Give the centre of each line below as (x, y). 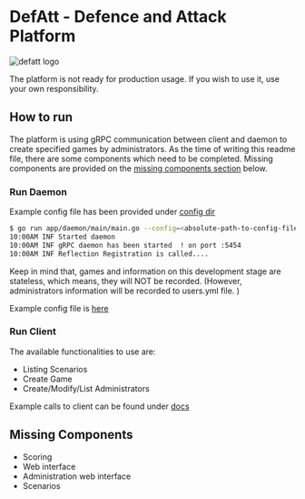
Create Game (47, 379)
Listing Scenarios (55, 369)
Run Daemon (39, 191)
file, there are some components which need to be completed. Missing (142, 158)
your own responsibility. (54, 88)
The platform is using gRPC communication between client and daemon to (148, 139)
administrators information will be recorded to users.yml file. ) (125, 290)
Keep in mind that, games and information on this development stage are (145, 271)
